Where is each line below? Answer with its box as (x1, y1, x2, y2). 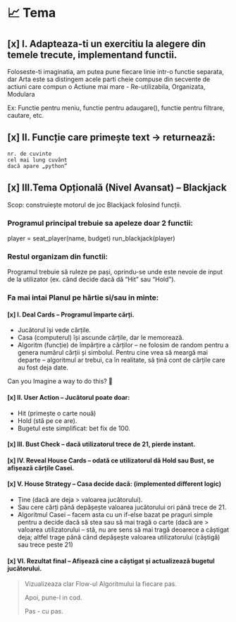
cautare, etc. (7, 111, 44, 119)
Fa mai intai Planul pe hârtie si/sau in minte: (7, 293, 159, 303)
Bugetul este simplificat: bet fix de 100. (17, 424, 130, 432)
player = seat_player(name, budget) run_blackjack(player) (7, 233, 175, 243)
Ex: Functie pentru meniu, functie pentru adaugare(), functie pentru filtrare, (7, 104, 225, 112)
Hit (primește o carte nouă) (17, 409, 97, 417)
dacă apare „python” (7, 162, 68, 169)
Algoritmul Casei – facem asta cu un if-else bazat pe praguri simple (17, 510, 213, 518)
